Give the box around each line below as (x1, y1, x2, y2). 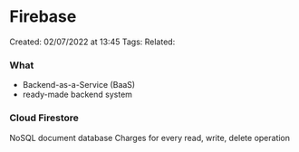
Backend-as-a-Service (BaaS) (22, 80, 136, 90)
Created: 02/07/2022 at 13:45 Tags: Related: (9, 36, 176, 47)
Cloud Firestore (9, 111, 80, 124)
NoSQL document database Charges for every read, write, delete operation (9, 132, 291, 143)
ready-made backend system (22, 89, 133, 100)
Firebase (9, 6, 77, 27)
